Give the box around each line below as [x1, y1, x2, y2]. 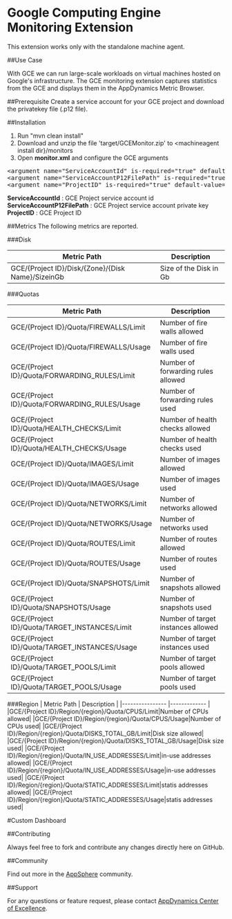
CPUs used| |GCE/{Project [7, 722, 83, 730]
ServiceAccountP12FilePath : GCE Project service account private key [7, 201, 209, 209]
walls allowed [159, 327, 204, 336]
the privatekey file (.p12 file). [7, 104, 88, 113]
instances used [159, 642, 209, 652]
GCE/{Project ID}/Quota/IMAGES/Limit [10, 459, 134, 468]
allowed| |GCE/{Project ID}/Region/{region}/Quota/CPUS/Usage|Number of [7, 714, 222, 722]
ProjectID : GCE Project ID [7, 208, 81, 217]
